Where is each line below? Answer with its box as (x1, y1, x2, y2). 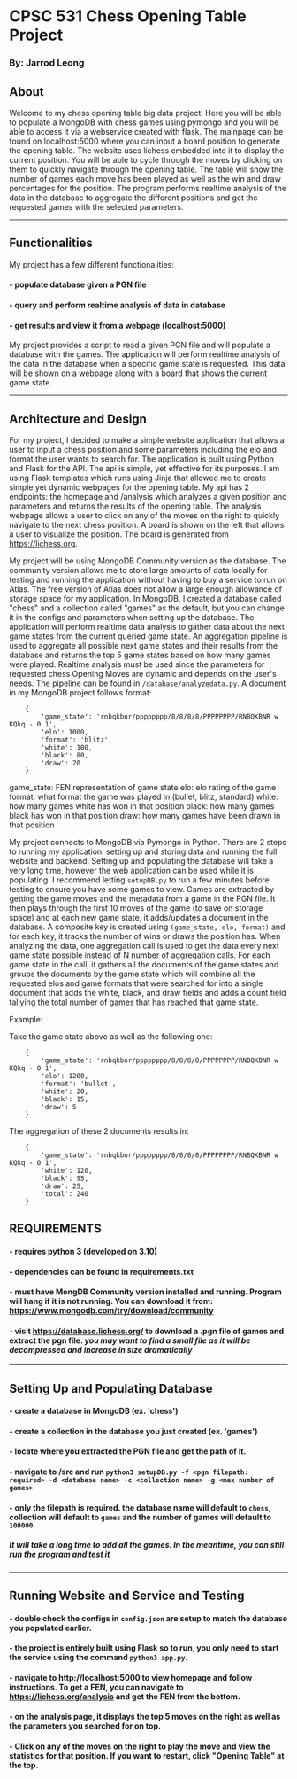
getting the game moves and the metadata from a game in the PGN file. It (9, 893, 276, 904)
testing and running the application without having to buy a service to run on (9, 574, 287, 585)
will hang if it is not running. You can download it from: (9, 1296, 214, 1307)
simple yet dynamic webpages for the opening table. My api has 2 (9, 481, 250, 493)
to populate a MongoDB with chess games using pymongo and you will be (9, 117, 279, 128)
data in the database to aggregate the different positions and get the (9, 192, 258, 203)
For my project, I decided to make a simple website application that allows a (9, 434, 285, 445)
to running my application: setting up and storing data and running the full (9, 846, 278, 857)
